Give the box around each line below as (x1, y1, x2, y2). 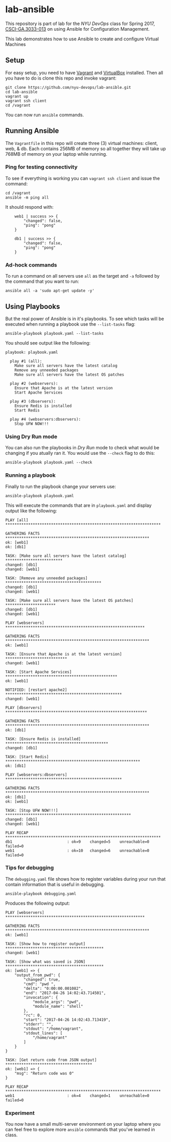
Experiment (5, 1109, 35, 1116)
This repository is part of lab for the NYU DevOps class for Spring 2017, (5, 20, 155, 27)
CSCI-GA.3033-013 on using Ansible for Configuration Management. (5, 26, 150, 32)
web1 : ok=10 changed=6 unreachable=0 (5, 848, 150, 853)
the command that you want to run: (5, 278, 79, 284)
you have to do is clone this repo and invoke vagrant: (5, 75, 116, 81)
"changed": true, (23, 977, 60, 982)
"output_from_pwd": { (14, 973, 60, 978)
